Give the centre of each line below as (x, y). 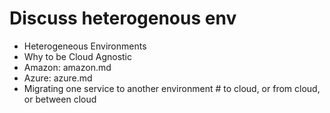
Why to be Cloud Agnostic (77, 56)
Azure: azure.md (58, 78)
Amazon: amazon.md (67, 67)
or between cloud (60, 99)
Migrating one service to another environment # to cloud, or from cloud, (172, 88)
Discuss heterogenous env (123, 18)
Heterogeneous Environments (85, 46)
